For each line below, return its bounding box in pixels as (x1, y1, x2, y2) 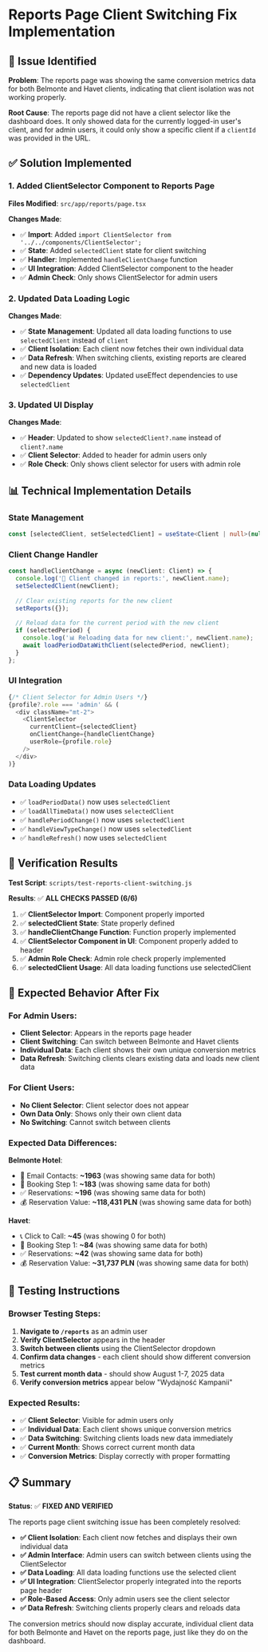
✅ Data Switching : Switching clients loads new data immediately (19, 1433, 234, 1443)
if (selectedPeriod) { (15, 627, 91, 635)
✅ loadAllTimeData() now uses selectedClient (19, 806, 175, 815)
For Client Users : (8, 1082, 75, 1093)
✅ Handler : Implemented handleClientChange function (19, 254, 198, 264)
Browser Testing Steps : (8, 1308, 101, 1319)
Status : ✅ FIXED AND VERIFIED (8, 1501, 113, 1511)
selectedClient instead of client (19, 335, 129, 345)
